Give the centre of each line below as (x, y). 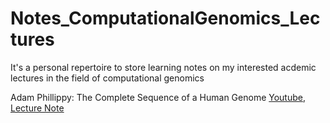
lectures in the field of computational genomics (107, 78)
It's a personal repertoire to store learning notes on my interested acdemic (163, 67)
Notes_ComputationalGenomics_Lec (165, 18)
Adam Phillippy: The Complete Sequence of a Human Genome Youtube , (158, 97)
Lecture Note (37, 108)
